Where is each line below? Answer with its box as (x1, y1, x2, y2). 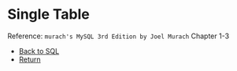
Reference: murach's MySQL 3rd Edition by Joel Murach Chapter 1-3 (7, 31, 230, 41)
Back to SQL (18, 46, 60, 55)
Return (18, 55, 41, 64)
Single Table (7, 5, 90, 23)
